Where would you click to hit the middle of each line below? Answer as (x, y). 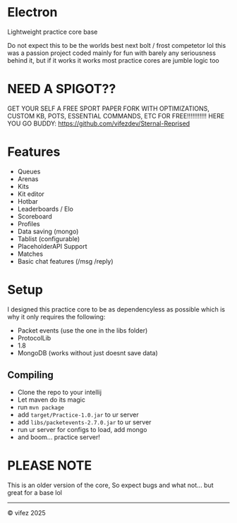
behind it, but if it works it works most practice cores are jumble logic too (114, 60)
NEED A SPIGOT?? (62, 89)
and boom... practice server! (59, 437)
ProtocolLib (34, 338)
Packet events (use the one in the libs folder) (83, 330)
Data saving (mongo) (48, 231)
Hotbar (28, 201)
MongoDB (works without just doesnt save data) (88, 352)
